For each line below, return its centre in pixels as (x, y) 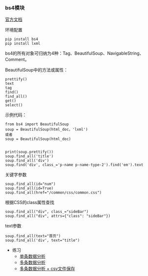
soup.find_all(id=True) (29, 188)
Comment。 (17, 60)
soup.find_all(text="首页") (33, 236)
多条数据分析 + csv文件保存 (47, 269)
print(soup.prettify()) (29, 152)
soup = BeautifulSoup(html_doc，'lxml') (47, 130)
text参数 (13, 226)
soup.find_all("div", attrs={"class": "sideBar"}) (58, 216)
